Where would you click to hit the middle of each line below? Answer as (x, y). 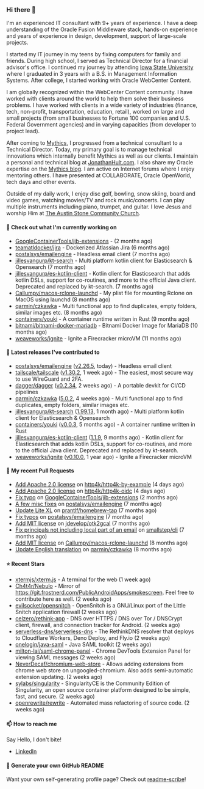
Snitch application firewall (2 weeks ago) (66, 612)
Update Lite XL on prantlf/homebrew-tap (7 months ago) (86, 510)
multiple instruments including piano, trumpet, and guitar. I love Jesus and (99, 207)
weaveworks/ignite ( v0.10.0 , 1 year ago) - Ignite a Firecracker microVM (103, 457)
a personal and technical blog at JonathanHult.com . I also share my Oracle (100, 163)
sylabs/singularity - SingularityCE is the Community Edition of (93, 683)
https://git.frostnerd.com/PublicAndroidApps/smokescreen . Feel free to (104, 593)
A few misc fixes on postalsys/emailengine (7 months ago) (89, 504)
